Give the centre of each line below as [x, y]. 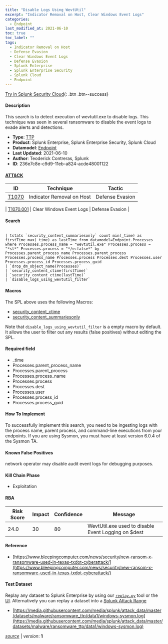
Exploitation [24, 487]
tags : [11, 43]
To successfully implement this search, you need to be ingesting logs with [81, 425]
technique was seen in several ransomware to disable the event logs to [78, 122]
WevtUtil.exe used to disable [121, 526]
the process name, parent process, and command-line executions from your [84, 430]
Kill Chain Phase [22, 475]
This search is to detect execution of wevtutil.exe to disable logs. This [77, 116]
